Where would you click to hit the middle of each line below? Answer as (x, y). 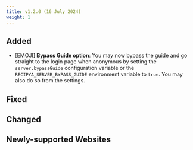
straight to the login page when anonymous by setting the (85, 62)
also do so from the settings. (50, 81)
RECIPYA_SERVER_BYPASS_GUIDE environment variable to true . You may (99, 74)
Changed (24, 119)
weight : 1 (18, 17)
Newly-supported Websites (59, 140)
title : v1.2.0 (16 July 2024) (44, 12)
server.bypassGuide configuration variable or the (74, 68)
